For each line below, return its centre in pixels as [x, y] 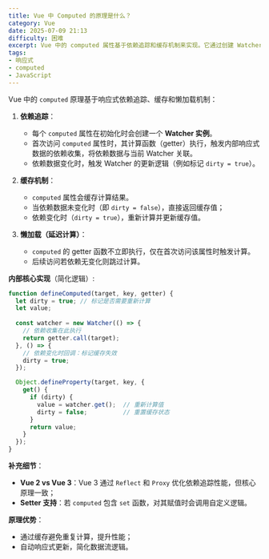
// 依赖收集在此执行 [52, 331]
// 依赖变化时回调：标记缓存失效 [70, 353]
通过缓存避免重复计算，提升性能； [76, 537]
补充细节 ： [26, 466]
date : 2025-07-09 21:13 [48, 30]
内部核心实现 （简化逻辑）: [52, 278]
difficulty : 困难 [36, 38]
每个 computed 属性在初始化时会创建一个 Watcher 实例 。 [124, 133]
